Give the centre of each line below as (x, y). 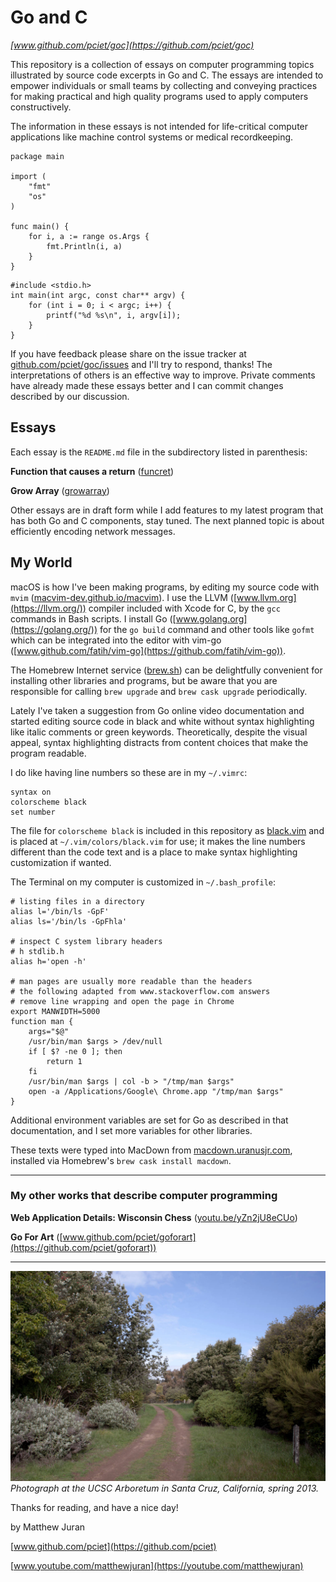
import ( (28, 176)
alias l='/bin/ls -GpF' (60, 911)
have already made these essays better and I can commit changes (147, 385)
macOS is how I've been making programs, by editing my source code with (165, 587)
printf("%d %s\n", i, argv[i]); (114, 315)
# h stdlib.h (37, 951)
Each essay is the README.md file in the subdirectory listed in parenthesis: (159, 452)
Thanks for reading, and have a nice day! (94, 1507)
